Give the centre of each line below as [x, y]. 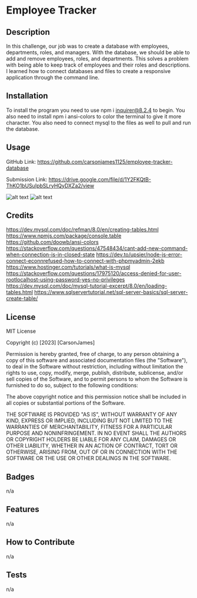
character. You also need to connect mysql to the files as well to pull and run [98, 123]
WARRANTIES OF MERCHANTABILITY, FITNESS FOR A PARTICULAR [89, 427]
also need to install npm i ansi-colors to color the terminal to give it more [94, 116]
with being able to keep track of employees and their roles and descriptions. [98, 65]
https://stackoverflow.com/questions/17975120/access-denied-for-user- [94, 273]
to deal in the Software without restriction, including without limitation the [95, 366]
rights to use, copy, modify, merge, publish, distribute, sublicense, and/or [95, 373]
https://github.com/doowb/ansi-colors [52, 242]
